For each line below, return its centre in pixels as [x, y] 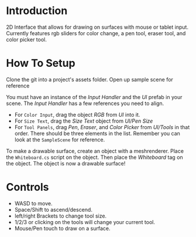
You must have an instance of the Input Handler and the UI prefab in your [94, 97]
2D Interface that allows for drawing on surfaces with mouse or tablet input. [97, 27]
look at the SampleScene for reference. [60, 140]
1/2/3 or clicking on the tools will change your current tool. [85, 222]
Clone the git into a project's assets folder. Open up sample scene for [90, 79]
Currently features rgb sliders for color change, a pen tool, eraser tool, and [96, 33]
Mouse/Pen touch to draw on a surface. [62, 228]
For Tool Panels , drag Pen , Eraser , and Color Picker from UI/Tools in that [102, 127]
